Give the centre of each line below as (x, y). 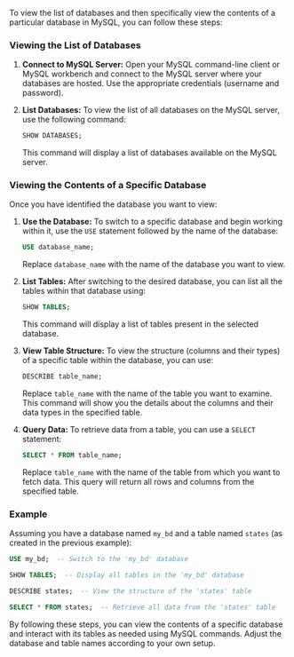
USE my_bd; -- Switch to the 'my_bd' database (99, 559)
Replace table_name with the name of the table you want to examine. (147, 393)
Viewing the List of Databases (75, 45)
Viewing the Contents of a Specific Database (108, 186)
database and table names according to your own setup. (112, 643)
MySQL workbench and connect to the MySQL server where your (142, 74)
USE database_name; (58, 248)
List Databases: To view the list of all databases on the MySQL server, (151, 110)
